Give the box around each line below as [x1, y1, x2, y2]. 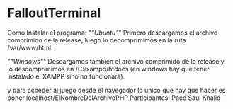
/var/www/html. [7, 43, 53, 52]
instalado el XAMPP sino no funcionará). [7, 72, 125, 81]
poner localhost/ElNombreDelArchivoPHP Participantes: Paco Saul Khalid [7, 93, 221, 102]
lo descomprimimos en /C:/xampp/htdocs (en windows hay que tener [7, 64, 210, 73]
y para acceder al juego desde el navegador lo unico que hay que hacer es [7, 86, 226, 94]
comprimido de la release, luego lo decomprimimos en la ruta [7, 35, 186, 44]
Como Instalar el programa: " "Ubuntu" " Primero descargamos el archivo [7, 28, 218, 37]
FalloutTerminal [7, 5, 101, 21]
